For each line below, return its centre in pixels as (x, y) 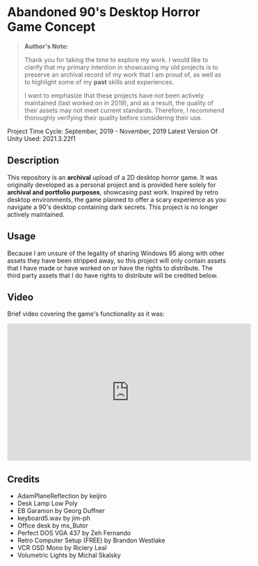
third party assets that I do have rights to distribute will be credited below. (113, 275)
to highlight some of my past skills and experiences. (99, 82)
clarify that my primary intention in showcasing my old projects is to (121, 67)
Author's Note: (46, 46)
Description (33, 161)
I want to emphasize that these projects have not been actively (114, 95)
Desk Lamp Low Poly (47, 503)
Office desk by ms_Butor (53, 526)
